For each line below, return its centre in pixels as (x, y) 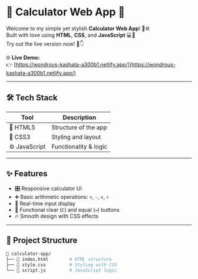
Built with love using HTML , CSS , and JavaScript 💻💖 (71, 35)
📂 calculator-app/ (29, 254)
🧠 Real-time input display (45, 203)
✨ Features (27, 174)
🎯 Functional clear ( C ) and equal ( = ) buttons (67, 209)
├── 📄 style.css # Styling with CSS (62, 265)
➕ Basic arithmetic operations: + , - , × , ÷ (62, 196)
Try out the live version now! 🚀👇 (45, 44)
